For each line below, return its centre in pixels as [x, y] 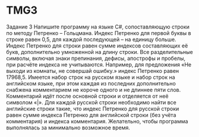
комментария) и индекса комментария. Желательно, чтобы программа [97, 121]
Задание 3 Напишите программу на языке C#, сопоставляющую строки [98, 27]
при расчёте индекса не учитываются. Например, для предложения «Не [99, 64]
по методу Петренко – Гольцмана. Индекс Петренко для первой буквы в [99, 33]
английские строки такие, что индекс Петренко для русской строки [93, 109]
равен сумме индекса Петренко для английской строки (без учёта [91, 115]
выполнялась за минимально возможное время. [68, 128]
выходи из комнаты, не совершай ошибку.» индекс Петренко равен [93, 71]
